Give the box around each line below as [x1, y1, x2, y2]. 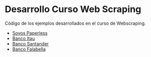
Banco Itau [12, 35, 35, 41]
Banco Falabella [12, 46, 46, 52]
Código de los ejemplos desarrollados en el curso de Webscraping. [5, 20, 146, 26]
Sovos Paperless [12, 30, 48, 36]
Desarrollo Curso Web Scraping [5, 4, 141, 15]
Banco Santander [12, 40, 49, 46]
